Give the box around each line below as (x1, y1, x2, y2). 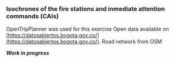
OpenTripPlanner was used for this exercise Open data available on (6, 25, 169, 32)
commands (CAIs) (6, 12, 59, 20)
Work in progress (6, 50, 49, 57)
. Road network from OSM (99, 38, 162, 45)
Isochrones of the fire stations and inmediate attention (6, 5, 166, 13)
